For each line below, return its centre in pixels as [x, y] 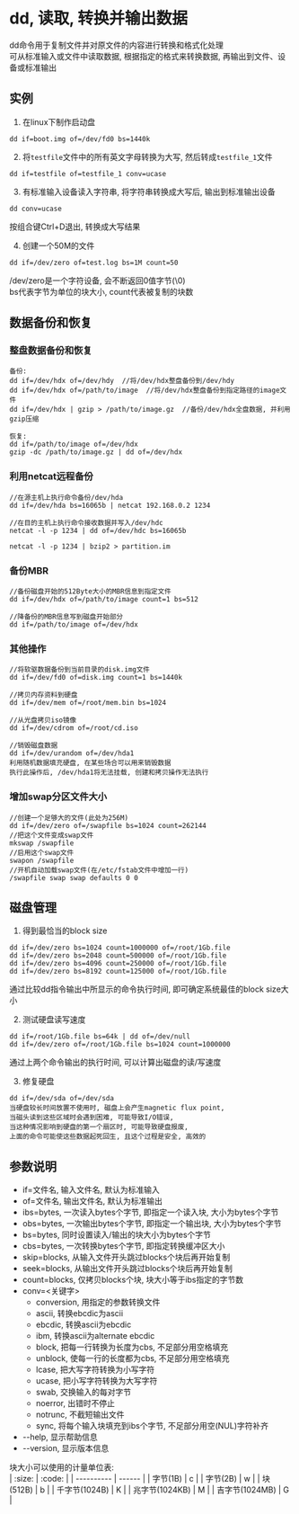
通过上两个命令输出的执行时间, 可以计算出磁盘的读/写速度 [115, 1063]
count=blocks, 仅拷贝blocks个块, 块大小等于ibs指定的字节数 [133, 1280]
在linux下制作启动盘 [59, 121]
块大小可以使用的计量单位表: [62, 1467]
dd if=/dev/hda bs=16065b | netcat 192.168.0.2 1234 [110, 505]
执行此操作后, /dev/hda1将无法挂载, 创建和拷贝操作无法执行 [109, 773]
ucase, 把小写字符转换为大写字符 [97, 1381]
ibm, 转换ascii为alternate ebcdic [95, 1336]
